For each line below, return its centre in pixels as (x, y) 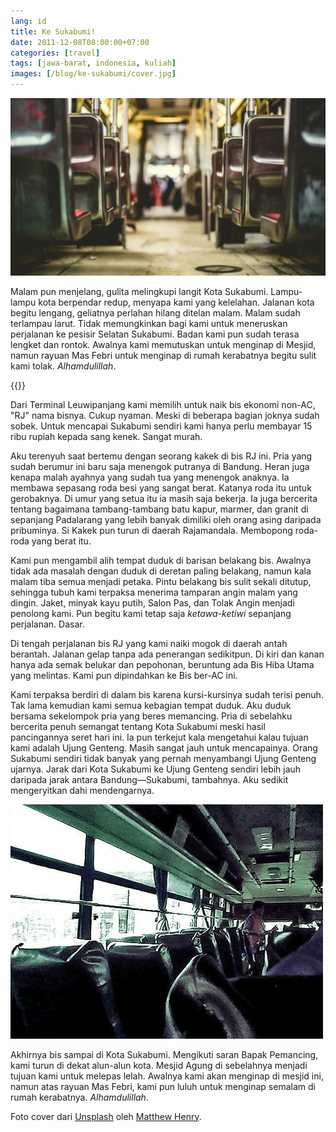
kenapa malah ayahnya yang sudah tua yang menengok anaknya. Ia (150, 477)
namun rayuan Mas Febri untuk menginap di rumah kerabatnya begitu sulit (163, 355)
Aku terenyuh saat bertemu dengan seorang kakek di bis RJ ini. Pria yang (161, 456)
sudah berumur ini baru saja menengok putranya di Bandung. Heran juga (160, 466)
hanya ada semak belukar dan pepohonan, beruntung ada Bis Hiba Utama (162, 664)
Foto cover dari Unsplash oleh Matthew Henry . (106, 1116)
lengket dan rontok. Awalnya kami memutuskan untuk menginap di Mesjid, (163, 344)
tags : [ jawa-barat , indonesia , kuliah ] (93, 63)
